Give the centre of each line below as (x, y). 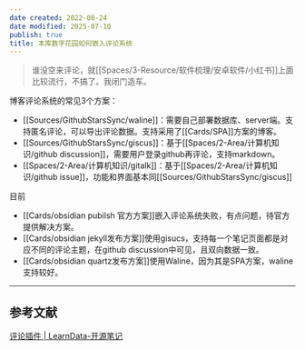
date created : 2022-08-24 (58, 18)
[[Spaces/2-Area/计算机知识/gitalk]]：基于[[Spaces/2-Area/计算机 (146, 165)
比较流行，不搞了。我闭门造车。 (91, 82)
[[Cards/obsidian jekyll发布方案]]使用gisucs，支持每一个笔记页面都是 (152, 238)
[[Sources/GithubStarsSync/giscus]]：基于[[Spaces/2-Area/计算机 (147, 143)
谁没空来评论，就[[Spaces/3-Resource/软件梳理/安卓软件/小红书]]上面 (162, 70)
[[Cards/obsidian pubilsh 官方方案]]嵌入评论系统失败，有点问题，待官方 (156, 215)
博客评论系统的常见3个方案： (64, 101)
